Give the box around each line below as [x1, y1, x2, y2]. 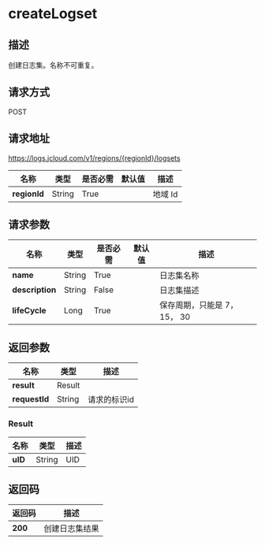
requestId [12, 394, 50, 405]
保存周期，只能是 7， [159, 300, 238, 311]
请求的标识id [88, 395, 134, 406]
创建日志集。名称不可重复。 [8, 61, 99, 69]
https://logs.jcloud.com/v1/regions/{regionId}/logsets [8, 153, 181, 162]
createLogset [8, 5, 98, 23]
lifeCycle [12, 305, 47, 316]
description [12, 284, 57, 295]
